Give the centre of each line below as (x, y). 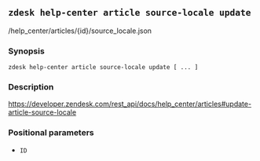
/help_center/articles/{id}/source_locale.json (80, 31)
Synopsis (26, 51)
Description (31, 87)
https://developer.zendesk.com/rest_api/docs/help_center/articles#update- (130, 104)
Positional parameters (51, 133)
